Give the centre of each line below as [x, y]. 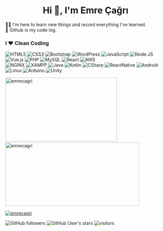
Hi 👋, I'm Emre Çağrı [86, 10]
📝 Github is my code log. [31, 30]
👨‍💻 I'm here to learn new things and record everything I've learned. [76, 24]
